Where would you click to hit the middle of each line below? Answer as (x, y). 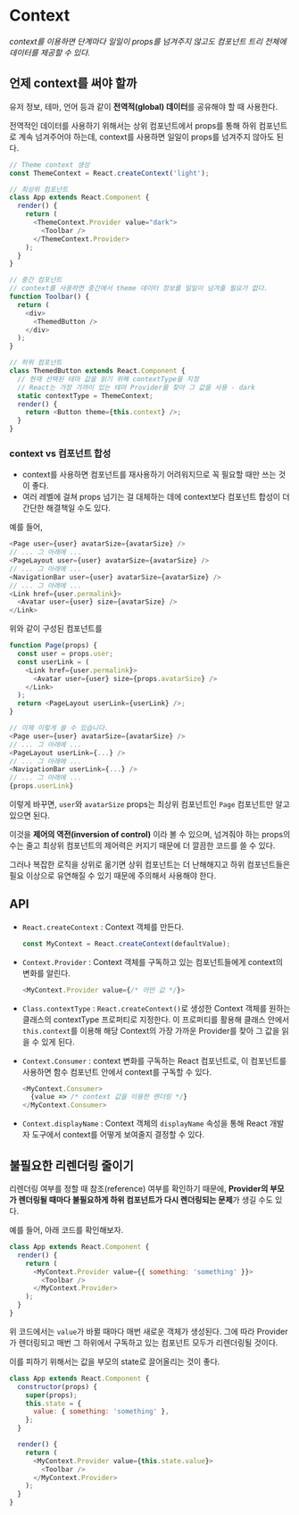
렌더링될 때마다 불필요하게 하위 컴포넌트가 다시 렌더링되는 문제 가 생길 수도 (146, 1200)
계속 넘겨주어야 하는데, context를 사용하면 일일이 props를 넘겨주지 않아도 (146, 137)
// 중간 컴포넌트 (36, 280)
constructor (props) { (58, 1386)
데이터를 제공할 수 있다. (50, 52)
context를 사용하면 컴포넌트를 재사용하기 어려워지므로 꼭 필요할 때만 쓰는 (149, 475)
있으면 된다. (30, 816)
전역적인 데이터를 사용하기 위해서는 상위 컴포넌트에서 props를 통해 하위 (133, 125)
